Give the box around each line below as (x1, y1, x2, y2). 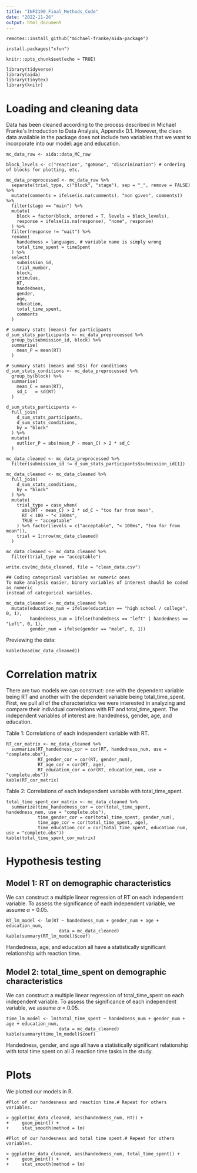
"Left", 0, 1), (6, 621, 44, 627)
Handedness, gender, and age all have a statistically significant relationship (6, 1041, 189, 1049)
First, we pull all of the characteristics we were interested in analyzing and (6, 699, 186, 707)
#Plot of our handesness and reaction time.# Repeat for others (6, 1099, 167, 1105)
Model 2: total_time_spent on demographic (6, 967, 166, 977)
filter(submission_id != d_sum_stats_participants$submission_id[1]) (11, 461, 185, 467)
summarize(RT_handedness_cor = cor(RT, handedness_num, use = (11, 747, 167, 753)
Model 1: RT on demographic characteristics (6, 878, 172, 888)
